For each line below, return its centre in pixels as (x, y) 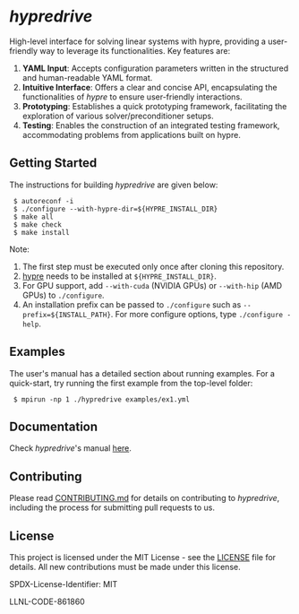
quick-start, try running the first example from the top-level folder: (131, 383)
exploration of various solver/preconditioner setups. (118, 116)
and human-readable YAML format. (87, 77)
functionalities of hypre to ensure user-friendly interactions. (132, 97)
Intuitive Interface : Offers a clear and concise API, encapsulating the (149, 87)
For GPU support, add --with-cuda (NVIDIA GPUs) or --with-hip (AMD (152, 285)
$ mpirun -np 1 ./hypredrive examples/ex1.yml (102, 399)
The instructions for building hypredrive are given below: (114, 185)
